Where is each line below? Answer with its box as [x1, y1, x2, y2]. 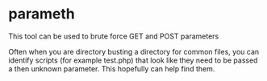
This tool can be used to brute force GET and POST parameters [8, 31, 219, 41]
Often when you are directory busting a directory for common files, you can [8, 47, 260, 56]
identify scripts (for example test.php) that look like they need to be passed [8, 55, 258, 65]
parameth [8, 5, 75, 23]
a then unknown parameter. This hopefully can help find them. [8, 63, 215, 73]
